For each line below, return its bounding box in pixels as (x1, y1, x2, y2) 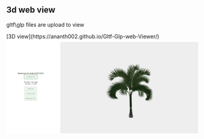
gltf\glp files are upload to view (6, 21, 85, 28)
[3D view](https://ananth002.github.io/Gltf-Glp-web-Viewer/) (6, 33, 160, 40)
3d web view (6, 5, 56, 15)
